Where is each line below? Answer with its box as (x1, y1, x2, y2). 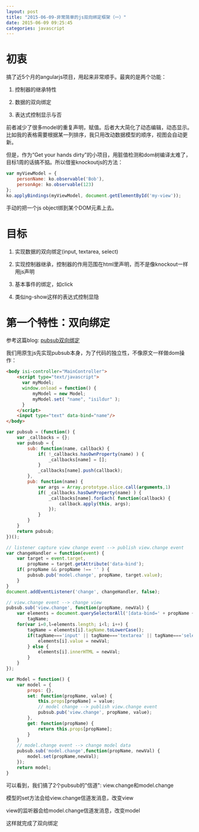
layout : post (6, 8, 38, 15)
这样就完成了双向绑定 (6, 820, 58, 827)
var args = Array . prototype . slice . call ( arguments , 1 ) (37, 484, 171, 490)
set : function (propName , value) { (27, 693, 113, 699)
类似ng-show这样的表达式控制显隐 (14, 293, 99, 300)
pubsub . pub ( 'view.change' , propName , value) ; (37, 710, 152, 716)
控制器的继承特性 (14, 86, 57, 93)
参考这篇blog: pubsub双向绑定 (6, 336, 80, 344)
